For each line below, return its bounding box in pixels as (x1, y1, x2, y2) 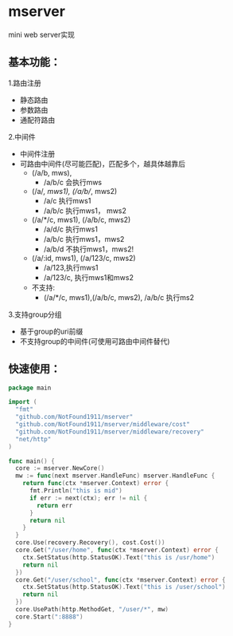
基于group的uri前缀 (19, 326, 83, 336)
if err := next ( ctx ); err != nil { (29, 494, 148, 502)
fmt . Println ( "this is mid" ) (29, 487, 123, 495)
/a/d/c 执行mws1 (43, 224, 98, 234)
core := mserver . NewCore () (15, 464, 105, 472)
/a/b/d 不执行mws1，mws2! (43, 244, 134, 254)
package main (8, 384, 52, 392)
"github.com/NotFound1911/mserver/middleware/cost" (15, 421, 191, 429)
